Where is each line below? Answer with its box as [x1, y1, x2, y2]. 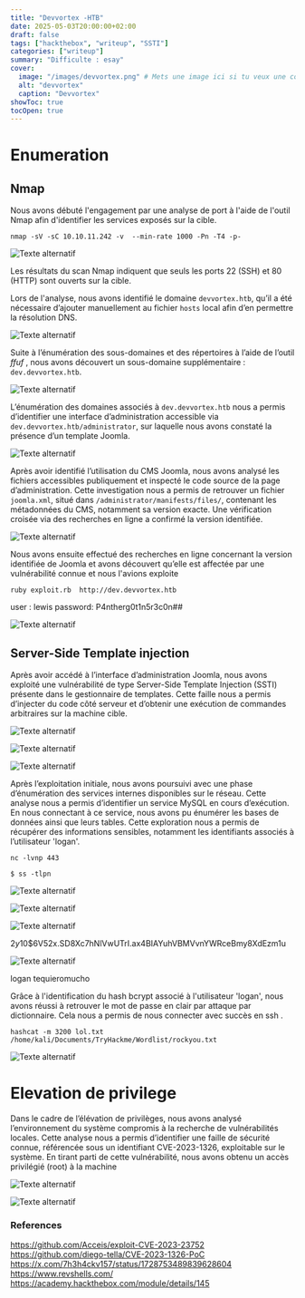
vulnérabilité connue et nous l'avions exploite [10, 568, 179, 579]
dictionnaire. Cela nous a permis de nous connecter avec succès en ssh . [10, 1010, 283, 1021]
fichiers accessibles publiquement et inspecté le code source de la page [10, 475, 281, 486]
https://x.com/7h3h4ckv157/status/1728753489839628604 [10, 1259, 233, 1270]
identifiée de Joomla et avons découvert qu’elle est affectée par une [10, 558, 265, 569]
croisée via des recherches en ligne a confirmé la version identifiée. [10, 514, 263, 525]
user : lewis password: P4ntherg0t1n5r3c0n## [10, 602, 184, 613]
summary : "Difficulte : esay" [10, 55, 125, 64]
